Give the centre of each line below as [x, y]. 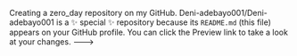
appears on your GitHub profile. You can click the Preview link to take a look [148, 32]
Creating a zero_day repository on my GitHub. [93, 13]
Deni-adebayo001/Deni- [223, 13]
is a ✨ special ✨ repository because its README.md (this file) [164, 22]
